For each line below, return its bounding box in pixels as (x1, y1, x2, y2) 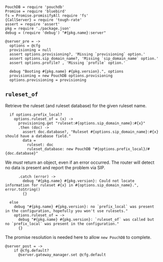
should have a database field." (5, 133, 71, 138)
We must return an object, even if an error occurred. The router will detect (5, 159, 155, 165)
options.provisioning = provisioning (9, 78, 87, 82)
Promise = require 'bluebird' (5, 9, 67, 14)
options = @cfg (9, 43, 41, 48)
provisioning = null (9, 48, 51, 52)
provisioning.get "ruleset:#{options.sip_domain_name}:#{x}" (18, 121, 146, 126)
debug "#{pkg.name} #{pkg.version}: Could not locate (23, 178, 135, 183)
